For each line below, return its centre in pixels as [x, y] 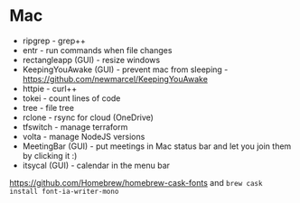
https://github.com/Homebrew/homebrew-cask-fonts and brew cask [136, 182]
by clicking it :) [50, 155]
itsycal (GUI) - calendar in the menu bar [96, 165]
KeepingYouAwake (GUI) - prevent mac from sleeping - [125, 69]
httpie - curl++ [50, 88]
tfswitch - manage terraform [75, 126]
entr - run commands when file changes [97, 50]
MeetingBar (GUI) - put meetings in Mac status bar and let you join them [157, 146]
